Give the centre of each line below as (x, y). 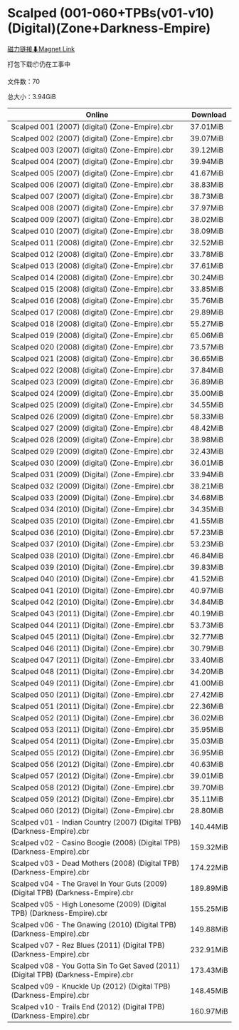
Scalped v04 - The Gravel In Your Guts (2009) (89, 884)
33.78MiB (207, 254)
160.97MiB (209, 1011)
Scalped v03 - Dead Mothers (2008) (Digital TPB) (95, 863)
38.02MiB (207, 219)
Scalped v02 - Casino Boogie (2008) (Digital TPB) (96, 842)
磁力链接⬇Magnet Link (41, 49)
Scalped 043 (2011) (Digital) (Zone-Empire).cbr (92, 613)
